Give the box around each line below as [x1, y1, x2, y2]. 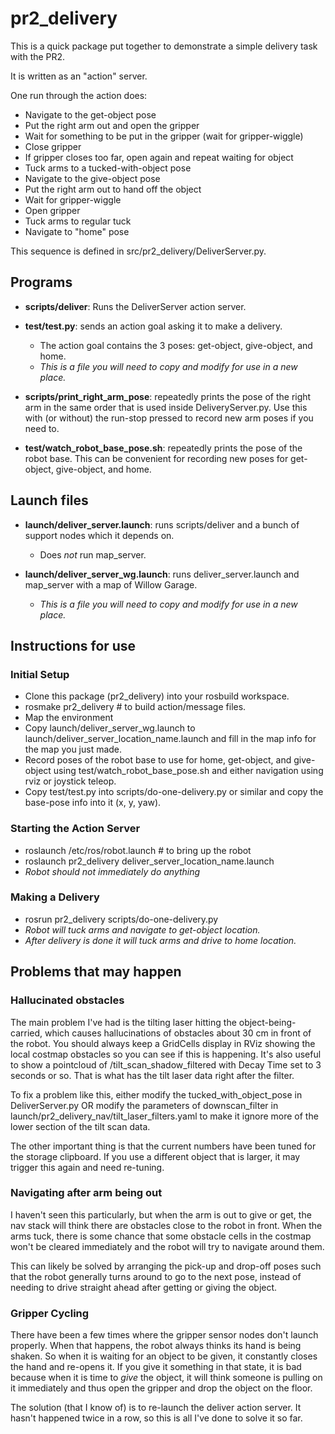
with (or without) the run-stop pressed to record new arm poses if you [24, 412, 314, 424]
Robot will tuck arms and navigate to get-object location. [24, 923, 261, 936]
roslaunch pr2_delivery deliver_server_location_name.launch [24, 855, 275, 867]
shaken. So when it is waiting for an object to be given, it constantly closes [10, 1350, 318, 1362]
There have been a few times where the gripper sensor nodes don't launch [10, 1329, 319, 1341]
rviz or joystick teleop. [24, 775, 117, 787]
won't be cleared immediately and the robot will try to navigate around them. [10, 1240, 325, 1252]
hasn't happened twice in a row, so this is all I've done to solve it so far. [10, 1412, 303, 1424]
